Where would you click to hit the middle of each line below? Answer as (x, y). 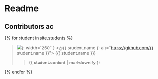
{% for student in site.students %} (39, 38)
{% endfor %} (19, 72)
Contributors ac (29, 26)
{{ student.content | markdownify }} (64, 63)
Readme (22, 8)
